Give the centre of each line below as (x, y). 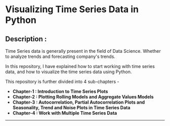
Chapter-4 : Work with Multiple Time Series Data (65, 113)
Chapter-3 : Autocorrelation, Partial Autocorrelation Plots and (79, 102)
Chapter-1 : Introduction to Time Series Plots (60, 91)
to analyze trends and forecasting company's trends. (60, 56)
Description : (26, 39)
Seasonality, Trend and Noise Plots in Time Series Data (71, 107)
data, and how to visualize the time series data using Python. (69, 72)
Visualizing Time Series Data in (72, 9)
